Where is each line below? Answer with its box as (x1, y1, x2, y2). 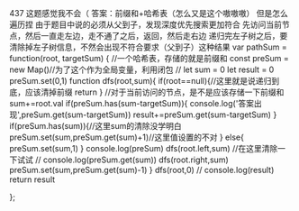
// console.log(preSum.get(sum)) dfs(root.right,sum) (34, 154, 230, 165)
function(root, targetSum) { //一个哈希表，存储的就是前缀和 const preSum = (9, 53, 290, 63)
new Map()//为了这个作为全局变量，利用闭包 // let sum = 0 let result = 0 (9, 64, 275, 75)
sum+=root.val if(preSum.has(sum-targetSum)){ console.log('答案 (9, 98, 255, 108)
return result (9, 174, 56, 185)
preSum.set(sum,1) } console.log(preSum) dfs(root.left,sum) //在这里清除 (9, 143, 278, 153)
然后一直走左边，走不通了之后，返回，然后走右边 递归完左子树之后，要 (24, 31, 288, 41)
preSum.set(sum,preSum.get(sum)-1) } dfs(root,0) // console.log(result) (9, 165, 275, 175)
